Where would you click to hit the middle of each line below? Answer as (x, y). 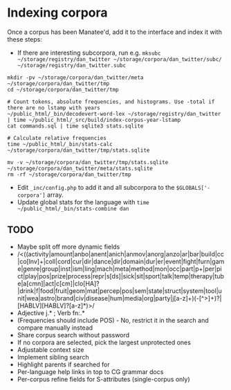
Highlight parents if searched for (63, 364)
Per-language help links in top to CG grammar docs (90, 371)
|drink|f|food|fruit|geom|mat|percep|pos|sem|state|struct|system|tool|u (120, 291)
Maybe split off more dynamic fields (68, 247)
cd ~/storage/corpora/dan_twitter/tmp (63, 89)
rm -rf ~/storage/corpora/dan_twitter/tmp (69, 175)
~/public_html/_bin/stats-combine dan (73, 209)
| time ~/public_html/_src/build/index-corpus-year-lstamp (94, 120)
